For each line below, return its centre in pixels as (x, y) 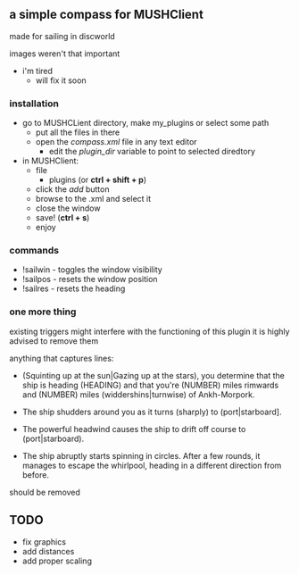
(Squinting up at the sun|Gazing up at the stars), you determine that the (154, 375)
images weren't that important (65, 54)
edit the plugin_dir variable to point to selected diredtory (152, 152)
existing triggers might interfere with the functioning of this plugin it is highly (149, 331)
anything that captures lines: (62, 358)
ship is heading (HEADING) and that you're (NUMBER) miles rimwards (150, 385)
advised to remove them (54, 341)
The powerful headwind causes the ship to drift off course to (134, 429)
